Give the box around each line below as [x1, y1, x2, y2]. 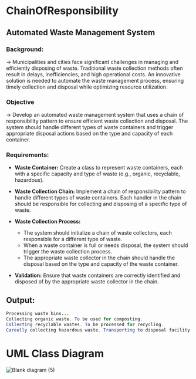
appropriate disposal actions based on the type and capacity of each [6, 130, 173, 137]
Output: [6, 295, 35, 305]
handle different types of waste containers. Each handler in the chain [14, 194, 182, 201]
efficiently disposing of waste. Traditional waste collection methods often [6, 65, 183, 72]
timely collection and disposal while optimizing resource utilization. [6, 83, 168, 90]
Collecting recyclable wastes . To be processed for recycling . [6, 322, 164, 328]
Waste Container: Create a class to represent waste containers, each [14, 164, 183, 171]
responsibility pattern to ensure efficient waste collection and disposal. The [6, 117, 188, 124]
